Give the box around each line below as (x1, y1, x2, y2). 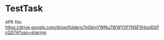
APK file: (5, 19, 23, 25)
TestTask (5, 3, 43, 14)
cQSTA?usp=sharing (5, 29, 47, 35)
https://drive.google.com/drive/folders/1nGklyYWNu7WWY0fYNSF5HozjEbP (5, 24, 159, 30)
